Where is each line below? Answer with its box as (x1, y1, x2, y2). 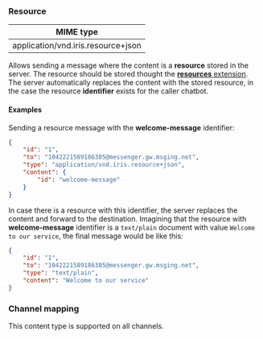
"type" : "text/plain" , (23, 269, 99, 277)
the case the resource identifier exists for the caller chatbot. (8, 86, 209, 96)
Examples (8, 105, 43, 114)
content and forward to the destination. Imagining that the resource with (8, 213, 247, 223)
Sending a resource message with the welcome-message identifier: (8, 122, 235, 132)
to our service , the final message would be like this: (8, 231, 183, 241)
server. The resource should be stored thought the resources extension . (8, 69, 249, 79)
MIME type (55, 27, 99, 38)
